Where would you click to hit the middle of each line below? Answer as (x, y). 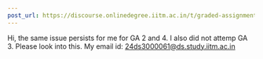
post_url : (24, 15)
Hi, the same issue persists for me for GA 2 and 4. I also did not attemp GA (128, 38)
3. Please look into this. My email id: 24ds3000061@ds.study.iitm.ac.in (122, 46)
